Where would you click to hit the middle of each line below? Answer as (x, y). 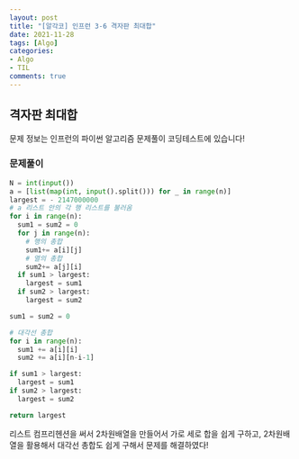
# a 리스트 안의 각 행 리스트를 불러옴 (71, 208)
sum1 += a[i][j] (54, 250)
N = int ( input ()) (42, 183)
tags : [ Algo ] (34, 43)
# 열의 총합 (44, 258)
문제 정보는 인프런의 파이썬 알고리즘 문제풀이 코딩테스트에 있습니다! (127, 138)
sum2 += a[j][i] (54, 266)
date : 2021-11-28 (42, 34)
